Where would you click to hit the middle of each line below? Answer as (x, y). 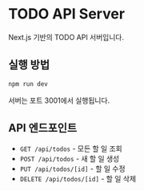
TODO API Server (67, 14)
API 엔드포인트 (43, 128)
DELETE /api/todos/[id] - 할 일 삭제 (78, 179)
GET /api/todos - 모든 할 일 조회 (71, 148)
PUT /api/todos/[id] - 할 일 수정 (72, 169)
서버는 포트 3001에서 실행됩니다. (59, 100)
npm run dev (28, 84)
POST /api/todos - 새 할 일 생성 (70, 159)
